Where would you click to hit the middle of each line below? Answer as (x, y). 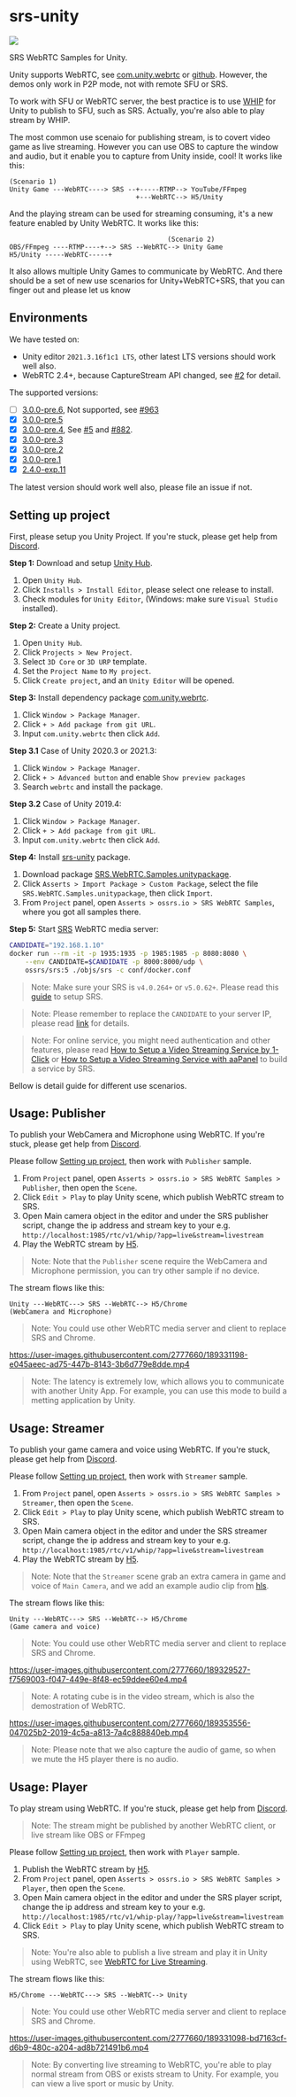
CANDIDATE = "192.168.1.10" (57, 945)
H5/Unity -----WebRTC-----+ (61, 254)
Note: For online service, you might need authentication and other (151, 1040)
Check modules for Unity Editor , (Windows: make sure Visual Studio (150, 599)
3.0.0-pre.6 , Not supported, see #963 (90, 409)
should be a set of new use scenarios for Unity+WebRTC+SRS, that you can (147, 280)
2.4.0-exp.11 (44, 470)
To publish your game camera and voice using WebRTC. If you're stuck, (140, 1449)
